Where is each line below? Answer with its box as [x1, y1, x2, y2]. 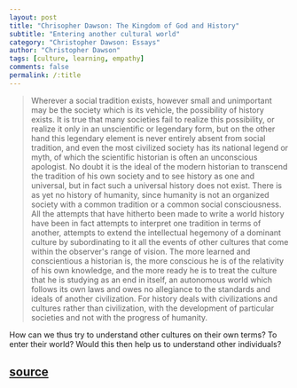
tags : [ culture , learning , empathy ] [9, 54, 145, 63]
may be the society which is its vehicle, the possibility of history [30, 104, 264, 115]
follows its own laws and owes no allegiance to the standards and [30, 283, 270, 294]
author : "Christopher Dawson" [9, 46, 121, 55]
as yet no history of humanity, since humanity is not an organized [30, 189, 270, 200]
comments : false [9, 63, 69, 72]
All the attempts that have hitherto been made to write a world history [30, 208, 285, 218]
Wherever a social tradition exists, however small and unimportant [30, 95, 272, 106]
